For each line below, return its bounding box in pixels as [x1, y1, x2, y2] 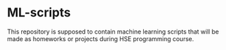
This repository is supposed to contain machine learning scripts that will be [7, 27, 219, 36]
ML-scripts [7, 5, 71, 21]
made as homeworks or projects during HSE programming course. [7, 34, 194, 42]
